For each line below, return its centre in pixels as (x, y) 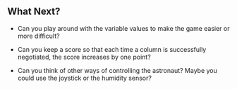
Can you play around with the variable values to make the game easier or (123, 28)
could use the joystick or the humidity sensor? (84, 78)
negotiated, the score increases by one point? (84, 57)
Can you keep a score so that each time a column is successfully (112, 49)
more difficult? (38, 36)
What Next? (34, 12)
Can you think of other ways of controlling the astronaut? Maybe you (117, 70)
